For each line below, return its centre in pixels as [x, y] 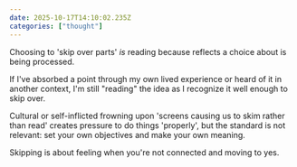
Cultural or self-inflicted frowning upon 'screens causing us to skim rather [147, 116]
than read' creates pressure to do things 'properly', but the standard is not [148, 125]
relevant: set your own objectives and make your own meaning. [128, 135]
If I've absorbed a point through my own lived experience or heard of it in [146, 79]
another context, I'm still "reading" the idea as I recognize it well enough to [148, 88]
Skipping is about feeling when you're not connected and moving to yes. [144, 152]
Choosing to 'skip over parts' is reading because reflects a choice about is [148, 51]
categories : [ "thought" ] [56, 26]
